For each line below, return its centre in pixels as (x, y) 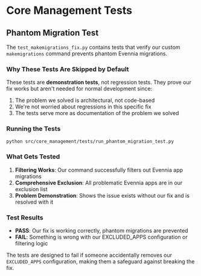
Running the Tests (33, 129)
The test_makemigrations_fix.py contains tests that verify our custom (93, 47)
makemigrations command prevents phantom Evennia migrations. (87, 54)
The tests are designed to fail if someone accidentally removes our (89, 255)
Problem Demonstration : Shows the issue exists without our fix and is (102, 195)
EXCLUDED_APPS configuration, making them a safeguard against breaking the (101, 262)
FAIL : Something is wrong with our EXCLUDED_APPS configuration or (101, 237)
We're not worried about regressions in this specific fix (83, 107)
